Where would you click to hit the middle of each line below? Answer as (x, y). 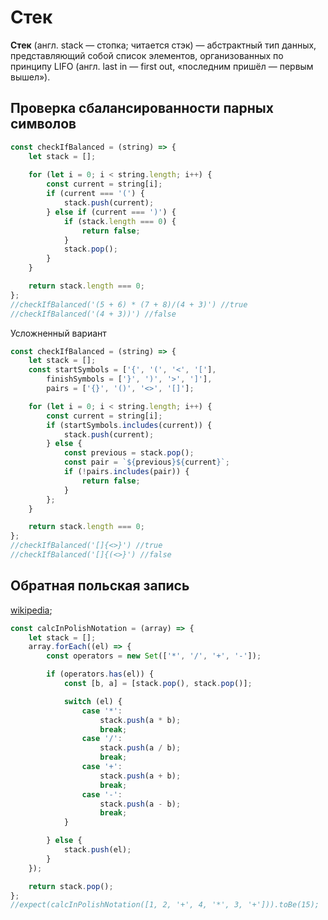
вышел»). (30, 77)
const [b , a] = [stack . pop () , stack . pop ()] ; (158, 684)
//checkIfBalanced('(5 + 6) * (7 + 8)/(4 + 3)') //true (129, 304)
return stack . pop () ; (71, 886)
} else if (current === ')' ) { (111, 212)
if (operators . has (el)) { (100, 674)
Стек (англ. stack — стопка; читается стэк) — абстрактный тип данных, (163, 45)
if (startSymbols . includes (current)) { (129, 425)
